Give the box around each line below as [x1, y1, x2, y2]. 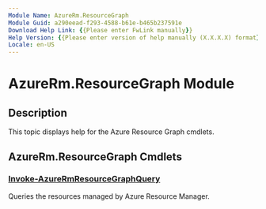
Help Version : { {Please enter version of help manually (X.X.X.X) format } [8, 33, 260, 42]
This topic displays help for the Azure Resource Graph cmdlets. [8, 127, 215, 136]
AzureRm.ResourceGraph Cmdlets [8, 150, 182, 163]
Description [8, 106, 67, 119]
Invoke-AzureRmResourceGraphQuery [8, 174, 161, 185]
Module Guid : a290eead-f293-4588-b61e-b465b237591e [8, 19, 182, 27]
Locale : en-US [8, 41, 55, 49]
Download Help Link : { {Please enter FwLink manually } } [8, 26, 193, 34]
